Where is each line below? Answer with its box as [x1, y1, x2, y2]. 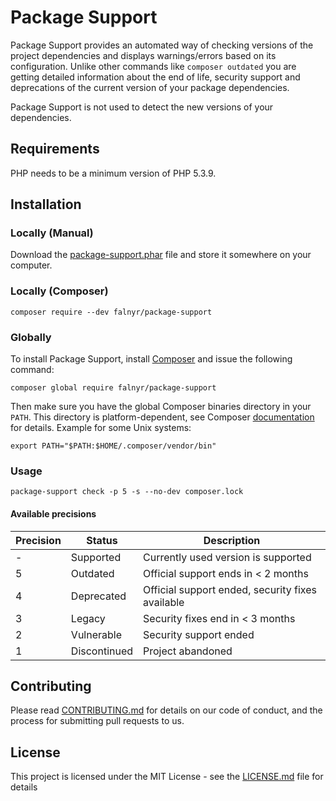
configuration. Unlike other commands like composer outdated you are [10, 60, 297, 72]
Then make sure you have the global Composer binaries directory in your [10, 401, 312, 413]
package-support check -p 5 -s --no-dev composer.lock [10, 487, 244, 497]
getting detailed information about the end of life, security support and [10, 71, 301, 83]
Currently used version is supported [143, 550, 312, 564]
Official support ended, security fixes [143, 582, 317, 596]
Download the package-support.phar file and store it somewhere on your [10, 249, 312, 261]
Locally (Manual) [10, 226, 94, 240]
